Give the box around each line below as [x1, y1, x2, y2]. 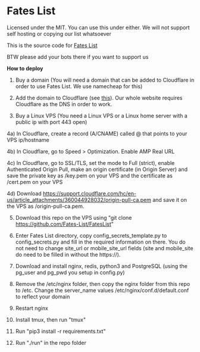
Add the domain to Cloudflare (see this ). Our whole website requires [15, 94, 183, 101]
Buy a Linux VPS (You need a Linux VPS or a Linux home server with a [15, 112, 188, 119]
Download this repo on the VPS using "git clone [15, 214, 132, 221]
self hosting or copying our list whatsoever [7, 30, 112, 37]
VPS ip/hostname [7, 136, 49, 144]
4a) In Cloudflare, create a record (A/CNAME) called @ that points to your [7, 130, 187, 137]
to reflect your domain [15, 293, 70, 300]
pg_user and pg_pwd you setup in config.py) [15, 269, 125, 276]
